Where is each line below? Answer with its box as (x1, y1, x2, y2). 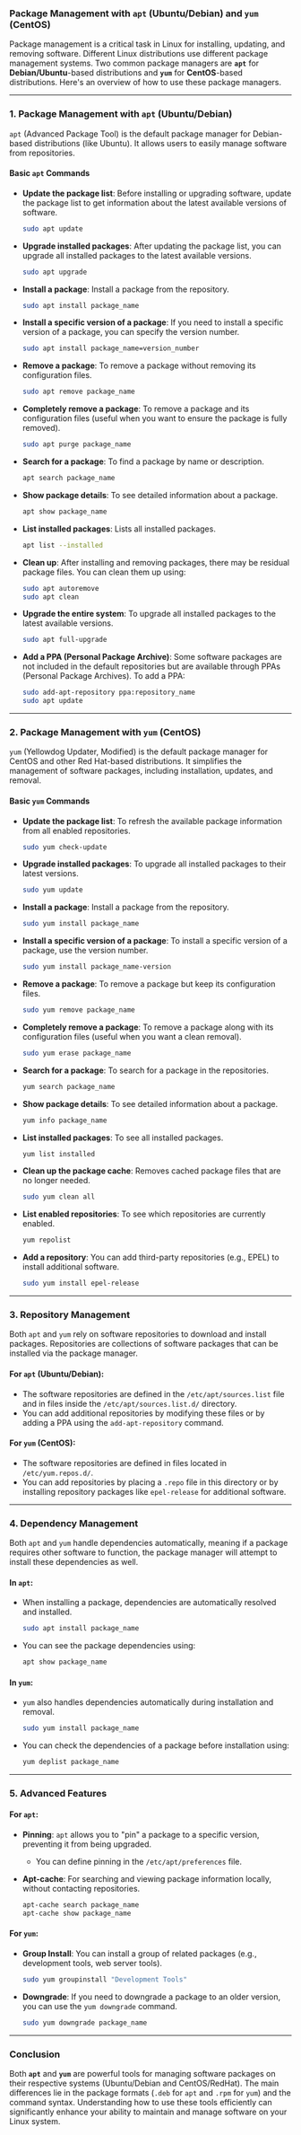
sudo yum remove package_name (21, 1006, 136, 1015)
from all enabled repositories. (21, 825, 132, 836)
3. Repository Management (9, 1308, 131, 1321)
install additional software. (21, 1261, 120, 1272)
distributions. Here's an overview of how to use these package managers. (9, 77, 282, 88)
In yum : (9, 1677, 34, 1688)
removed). (21, 423, 61, 434)
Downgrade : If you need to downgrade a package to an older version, (21, 1991, 281, 2002)
